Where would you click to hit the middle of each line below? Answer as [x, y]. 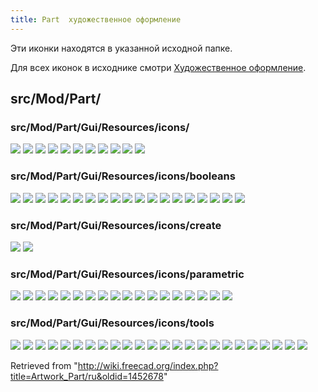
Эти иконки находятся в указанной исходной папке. [121, 48]
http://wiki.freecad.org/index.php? [148, 365]
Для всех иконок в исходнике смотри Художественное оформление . [158, 67]
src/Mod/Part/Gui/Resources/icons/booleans [123, 176]
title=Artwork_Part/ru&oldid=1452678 [87, 376]
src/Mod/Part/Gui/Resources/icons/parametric [127, 274]
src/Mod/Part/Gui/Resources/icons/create [116, 225]
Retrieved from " [44, 365]
